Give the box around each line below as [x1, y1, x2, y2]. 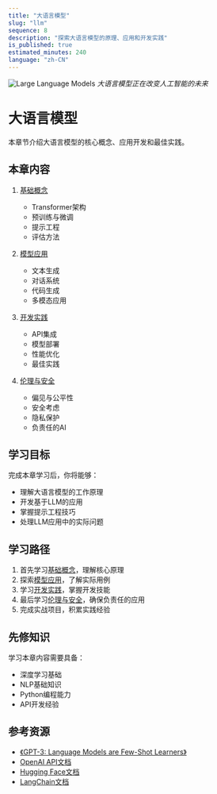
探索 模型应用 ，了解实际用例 [19, 575, 111, 584]
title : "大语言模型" [8, 11, 70, 20]
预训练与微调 [31, 212, 74, 222]
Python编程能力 [19, 690, 71, 700]
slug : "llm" [8, 19, 48, 27]
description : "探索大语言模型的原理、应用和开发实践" [8, 33, 168, 42]
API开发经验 [19, 700, 59, 709]
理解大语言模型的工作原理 [19, 488, 104, 497]
